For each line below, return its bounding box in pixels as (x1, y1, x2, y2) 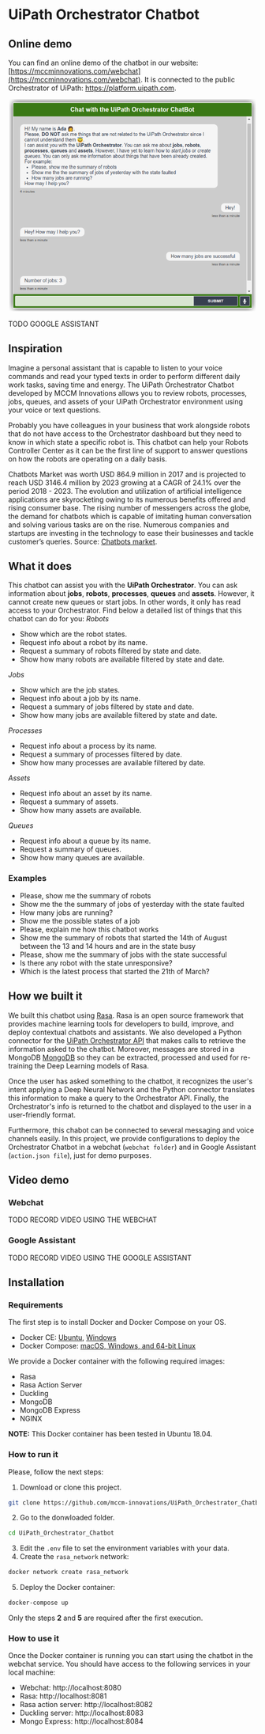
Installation (8, 1276, 65, 1289)
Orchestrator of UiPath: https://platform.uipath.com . (8, 83, 177, 93)
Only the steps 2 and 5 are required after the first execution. (8, 1613, 203, 1623)
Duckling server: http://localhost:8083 (19, 1708, 144, 1718)
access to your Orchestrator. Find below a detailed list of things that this (8, 605, 242, 615)
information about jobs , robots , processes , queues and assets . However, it (8, 589, 255, 598)
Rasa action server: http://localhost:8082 (19, 1700, 153, 1709)
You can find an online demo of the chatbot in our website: (8, 58, 199, 67)
